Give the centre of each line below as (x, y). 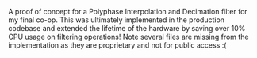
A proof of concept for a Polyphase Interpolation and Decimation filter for (128, 12)
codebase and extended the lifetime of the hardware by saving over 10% (127, 28)
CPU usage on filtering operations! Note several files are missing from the (128, 37)
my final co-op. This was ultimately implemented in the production (116, 20)
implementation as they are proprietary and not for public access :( (117, 45)
